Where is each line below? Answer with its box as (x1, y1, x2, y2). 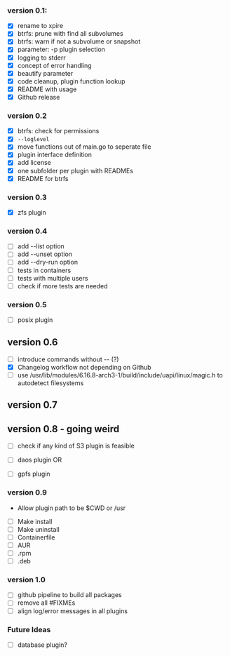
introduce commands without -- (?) (17, 355, 119, 363)
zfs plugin (17, 208, 47, 216)
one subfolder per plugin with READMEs (17, 166, 133, 175)
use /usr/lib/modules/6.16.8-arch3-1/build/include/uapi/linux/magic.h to (17, 370, 223, 379)
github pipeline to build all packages (17, 591, 123, 599)
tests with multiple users (17, 274, 88, 282)
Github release (17, 93, 60, 101)
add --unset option (17, 250, 72, 258)
